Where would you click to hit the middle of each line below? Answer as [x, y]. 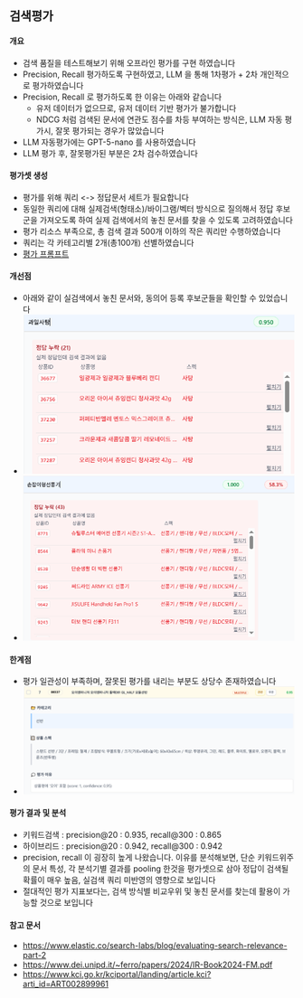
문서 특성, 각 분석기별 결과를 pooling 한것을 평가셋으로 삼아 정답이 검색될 [161, 868]
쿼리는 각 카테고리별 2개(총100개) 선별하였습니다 [108, 242]
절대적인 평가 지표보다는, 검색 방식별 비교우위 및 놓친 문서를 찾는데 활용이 [151, 891]
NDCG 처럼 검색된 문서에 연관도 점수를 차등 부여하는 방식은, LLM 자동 [159, 119]
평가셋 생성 [28, 175]
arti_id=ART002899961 [66, 984]
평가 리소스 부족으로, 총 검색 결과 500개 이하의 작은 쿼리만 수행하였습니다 [151, 231]
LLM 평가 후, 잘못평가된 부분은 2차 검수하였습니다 [110, 153]
